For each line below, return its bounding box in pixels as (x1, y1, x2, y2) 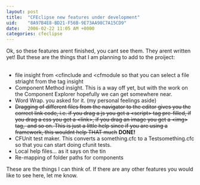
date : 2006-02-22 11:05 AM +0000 (6, 25, 95, 32)
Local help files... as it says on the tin (14, 147, 106, 155)
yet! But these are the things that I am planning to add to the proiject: (6, 54, 175, 61)
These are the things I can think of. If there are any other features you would (6, 165, 193, 173)
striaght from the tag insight (14, 78, 84, 85)
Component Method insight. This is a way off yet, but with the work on (14, 84, 188, 91)
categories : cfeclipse (6, 31, 63, 37)
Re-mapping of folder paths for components (14, 154, 124, 161)
